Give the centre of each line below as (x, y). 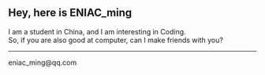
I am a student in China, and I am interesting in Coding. (97, 31)
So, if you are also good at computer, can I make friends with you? (116, 40)
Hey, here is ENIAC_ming (70, 13)
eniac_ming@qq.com (43, 62)
